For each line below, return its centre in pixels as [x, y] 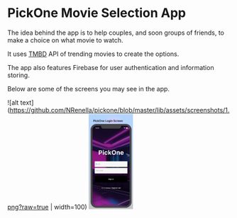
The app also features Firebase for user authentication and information [111, 67]
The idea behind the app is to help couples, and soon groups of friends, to [116, 33]
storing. [18, 75]
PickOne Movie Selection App [97, 13]
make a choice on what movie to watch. [65, 40]
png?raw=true [28, 207]
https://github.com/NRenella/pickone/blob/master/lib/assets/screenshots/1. [120, 110]
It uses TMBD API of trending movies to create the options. [93, 54]
